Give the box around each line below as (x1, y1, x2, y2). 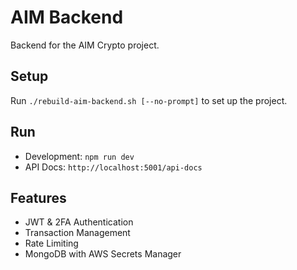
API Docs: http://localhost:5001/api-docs (24, 161, 203, 173)
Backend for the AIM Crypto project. (10, 39, 160, 51)
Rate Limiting (24, 237, 79, 250)
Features (10, 189, 67, 206)
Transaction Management (24, 227, 131, 239)
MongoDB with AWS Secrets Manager (24, 248, 182, 260)
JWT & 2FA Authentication (24, 216, 134, 228)
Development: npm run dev (24, 150, 135, 162)
